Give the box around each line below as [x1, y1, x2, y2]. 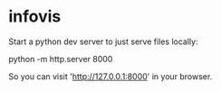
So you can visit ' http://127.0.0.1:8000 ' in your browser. [8, 70, 213, 82]
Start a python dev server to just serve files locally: [8, 36, 198, 47]
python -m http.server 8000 [8, 53, 113, 64]
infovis [8, 6, 62, 27]
